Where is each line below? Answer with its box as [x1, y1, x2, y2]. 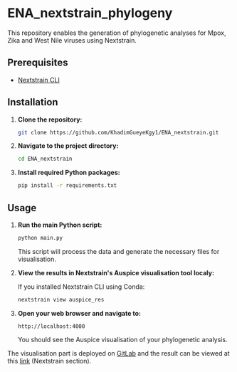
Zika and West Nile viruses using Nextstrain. [7, 36, 137, 44]
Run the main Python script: [17, 220, 102, 229]
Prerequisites [7, 57, 68, 69]
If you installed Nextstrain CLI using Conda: [17, 282, 145, 291]
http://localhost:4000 [17, 322, 85, 330]
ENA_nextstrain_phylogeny [7, 5, 173, 21]
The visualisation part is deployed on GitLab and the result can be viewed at [7, 349, 230, 357]
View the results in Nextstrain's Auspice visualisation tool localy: [17, 268, 215, 277]
